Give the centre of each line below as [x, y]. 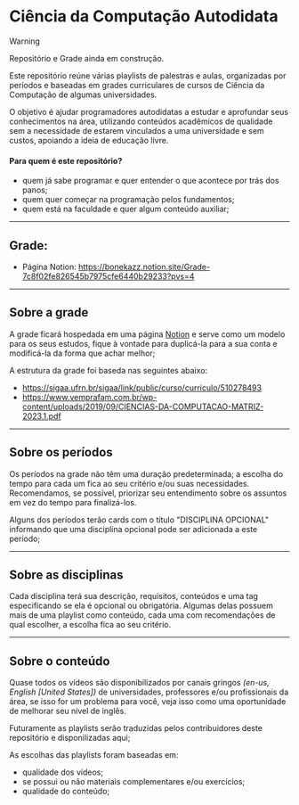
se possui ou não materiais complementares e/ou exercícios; [133, 782]
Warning [24, 41]
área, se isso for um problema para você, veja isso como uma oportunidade [148, 702]
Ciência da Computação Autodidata [144, 16]
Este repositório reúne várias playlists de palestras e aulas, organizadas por [148, 75]
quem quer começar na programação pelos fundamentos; [128, 200]
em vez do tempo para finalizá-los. [73, 502]
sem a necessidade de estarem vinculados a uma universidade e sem [137, 130]
